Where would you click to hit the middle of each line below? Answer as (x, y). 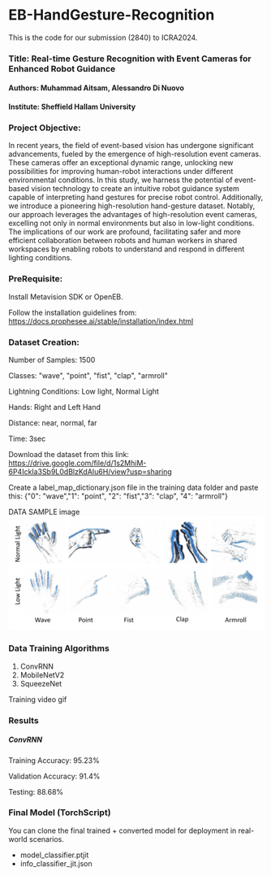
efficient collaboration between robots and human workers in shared (123, 241)
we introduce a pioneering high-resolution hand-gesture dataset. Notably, (132, 206)
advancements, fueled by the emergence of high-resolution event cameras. (135, 154)
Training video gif (38, 699)
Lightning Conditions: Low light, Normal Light (84, 391)
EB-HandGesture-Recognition (112, 15)
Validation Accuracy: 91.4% (54, 776)
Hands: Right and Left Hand (55, 407)
